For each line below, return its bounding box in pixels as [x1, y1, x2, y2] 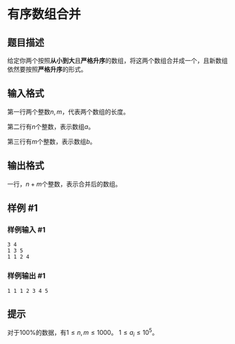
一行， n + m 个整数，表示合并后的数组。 [7, 179, 122, 188]
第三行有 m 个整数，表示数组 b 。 [7, 137, 97, 146]
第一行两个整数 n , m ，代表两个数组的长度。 [7, 107, 129, 116]
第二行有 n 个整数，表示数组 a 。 [7, 122, 94, 130]
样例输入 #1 [7, 225, 45, 235]
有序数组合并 [7, 6, 82, 22]
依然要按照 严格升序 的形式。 [7, 65, 87, 74]
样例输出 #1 [7, 271, 45, 281]
